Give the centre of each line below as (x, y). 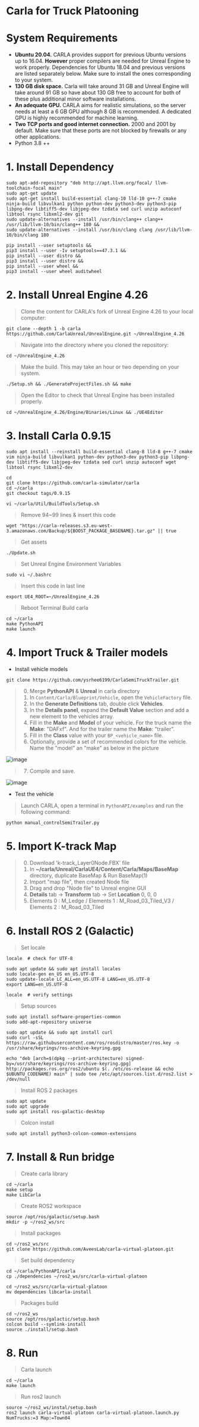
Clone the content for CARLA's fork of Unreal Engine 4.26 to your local (107, 311)
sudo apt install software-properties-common (63, 1017)
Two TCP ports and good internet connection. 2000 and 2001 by (95, 124)
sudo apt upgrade (28, 1106)
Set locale (33, 948)
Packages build (40, 1303)
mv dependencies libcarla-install (49, 1292)
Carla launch (36, 1369)
